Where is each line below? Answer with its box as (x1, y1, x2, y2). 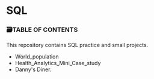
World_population (14, 53, 59, 60)
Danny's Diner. (14, 66, 52, 73)
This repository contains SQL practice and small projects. (6, 42, 149, 49)
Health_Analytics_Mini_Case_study (14, 60, 101, 67)
